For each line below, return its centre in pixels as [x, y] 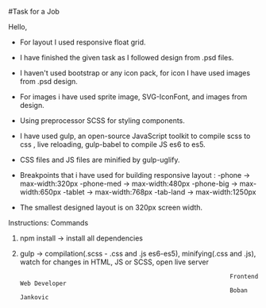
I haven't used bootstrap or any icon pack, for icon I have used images [135, 73]
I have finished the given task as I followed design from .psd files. [127, 58]
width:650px [40, 192]
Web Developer [43, 283]
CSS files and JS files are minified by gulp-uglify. [100, 160]
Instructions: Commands [48, 223]
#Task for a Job [34, 12]
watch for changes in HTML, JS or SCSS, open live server [114, 262]
